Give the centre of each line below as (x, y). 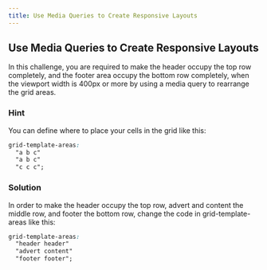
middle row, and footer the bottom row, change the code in (104, 213)
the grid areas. (32, 92)
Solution (25, 188)
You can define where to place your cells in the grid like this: (107, 130)
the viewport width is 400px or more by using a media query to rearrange (129, 84)
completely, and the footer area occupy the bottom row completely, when (129, 76)
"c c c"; (30, 167)
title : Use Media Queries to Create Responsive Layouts (103, 16)
